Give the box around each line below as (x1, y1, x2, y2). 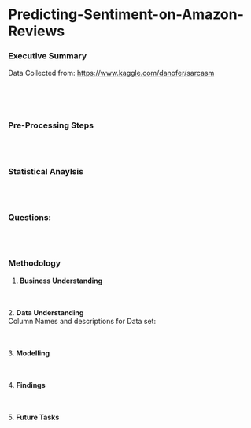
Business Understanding (19, 276, 103, 285)
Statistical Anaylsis (8, 166, 84, 177)
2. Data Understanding (8, 307, 84, 317)
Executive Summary (8, 50, 87, 61)
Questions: (8, 212, 52, 222)
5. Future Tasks (8, 412, 60, 422)
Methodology (8, 258, 61, 269)
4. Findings (8, 380, 46, 389)
